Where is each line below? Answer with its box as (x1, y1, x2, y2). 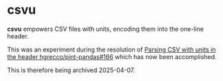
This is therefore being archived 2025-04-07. (7, 66, 136, 74)
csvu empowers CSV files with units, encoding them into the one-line (7, 25, 204, 33)
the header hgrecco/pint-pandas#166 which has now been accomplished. (7, 52, 217, 60)
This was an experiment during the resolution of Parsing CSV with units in (7, 45, 216, 54)
